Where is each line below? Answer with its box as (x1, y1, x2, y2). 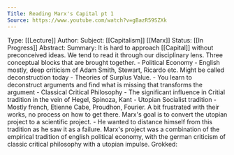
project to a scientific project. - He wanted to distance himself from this (7, 117, 213, 126)
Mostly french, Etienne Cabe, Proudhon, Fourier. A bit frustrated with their (7, 103, 220, 111)
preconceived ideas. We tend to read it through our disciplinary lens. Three (7, 50, 224, 59)
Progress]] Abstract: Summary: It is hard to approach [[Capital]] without (7, 43, 214, 52)
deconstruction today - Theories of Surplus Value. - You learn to (7, 73, 192, 81)
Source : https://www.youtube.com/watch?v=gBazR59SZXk (7, 17, 168, 24)
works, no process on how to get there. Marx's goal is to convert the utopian (7, 110, 228, 119)
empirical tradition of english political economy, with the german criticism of (7, 132, 226, 140)
